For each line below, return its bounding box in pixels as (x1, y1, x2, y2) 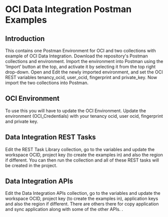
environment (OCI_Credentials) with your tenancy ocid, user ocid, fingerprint (5, 113, 163, 119)
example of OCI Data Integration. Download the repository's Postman (5, 53, 148, 59)
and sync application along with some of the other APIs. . (5, 206, 123, 212)
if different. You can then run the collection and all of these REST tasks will (5, 157, 159, 163)
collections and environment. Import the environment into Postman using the (5, 58, 163, 64)
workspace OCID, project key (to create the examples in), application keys (5, 195, 158, 202)
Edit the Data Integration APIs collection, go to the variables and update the (5, 190, 160, 196)
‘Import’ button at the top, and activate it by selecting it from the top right (5, 64, 156, 69)
